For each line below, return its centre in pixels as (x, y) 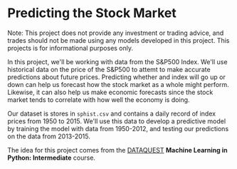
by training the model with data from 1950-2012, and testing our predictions (118, 128)
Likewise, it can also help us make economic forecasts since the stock (110, 92)
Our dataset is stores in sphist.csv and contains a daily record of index (111, 113)
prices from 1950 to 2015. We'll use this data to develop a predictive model (117, 121)
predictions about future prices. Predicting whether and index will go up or (116, 77)
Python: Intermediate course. (52, 158)
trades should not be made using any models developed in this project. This (118, 40)
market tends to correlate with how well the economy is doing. (99, 99)
